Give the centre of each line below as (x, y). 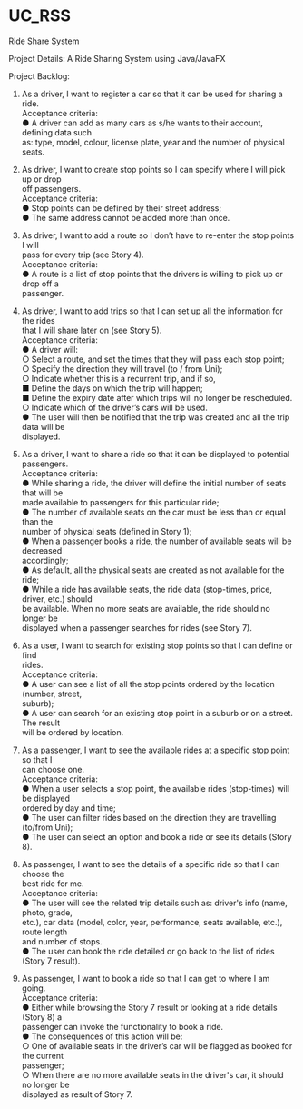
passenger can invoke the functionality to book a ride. (122, 1026)
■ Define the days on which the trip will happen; (112, 388)
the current (43, 1055)
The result (41, 723)
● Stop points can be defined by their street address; (122, 208)
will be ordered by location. (73, 732)
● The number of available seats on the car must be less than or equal (154, 512)
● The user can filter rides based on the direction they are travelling (149, 817)
